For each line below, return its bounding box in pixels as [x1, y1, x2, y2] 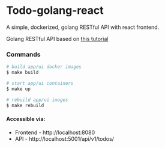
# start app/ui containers [6, 80, 74, 86]
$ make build [6, 70, 39, 76]
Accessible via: [6, 116, 46, 123]
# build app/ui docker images [6, 64, 82, 70]
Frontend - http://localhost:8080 [14, 129, 95, 136]
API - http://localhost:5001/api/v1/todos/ [14, 135, 114, 142]
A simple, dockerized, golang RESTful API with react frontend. [6, 23, 160, 31]
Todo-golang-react [6, 4, 104, 17]
